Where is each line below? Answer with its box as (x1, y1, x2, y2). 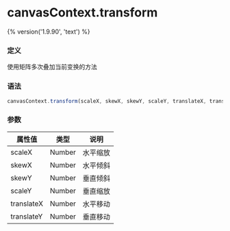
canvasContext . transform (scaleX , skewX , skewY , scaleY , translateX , (7, 97, 207, 104)
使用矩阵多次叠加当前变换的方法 (7, 63, 97, 71)
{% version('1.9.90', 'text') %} (7, 27, 90, 36)
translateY (10, 211, 43, 221)
